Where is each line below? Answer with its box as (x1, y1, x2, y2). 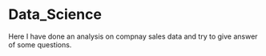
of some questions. (8, 39, 72, 49)
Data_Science (8, 6, 103, 24)
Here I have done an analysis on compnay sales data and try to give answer (8, 32, 258, 41)
